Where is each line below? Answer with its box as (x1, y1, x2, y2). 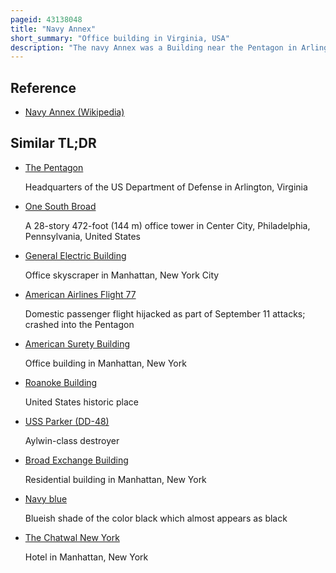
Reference (10, 79, 77, 96)
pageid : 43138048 (10, 14, 83, 25)
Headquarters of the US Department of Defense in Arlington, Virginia (24, 181, 308, 193)
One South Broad (24, 200, 97, 212)
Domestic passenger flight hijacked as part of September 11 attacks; (24, 307, 306, 320)
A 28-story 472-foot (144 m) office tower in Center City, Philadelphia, (24, 219, 311, 231)
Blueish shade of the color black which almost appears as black (24, 512, 288, 524)
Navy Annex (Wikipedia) (24, 106, 125, 118)
